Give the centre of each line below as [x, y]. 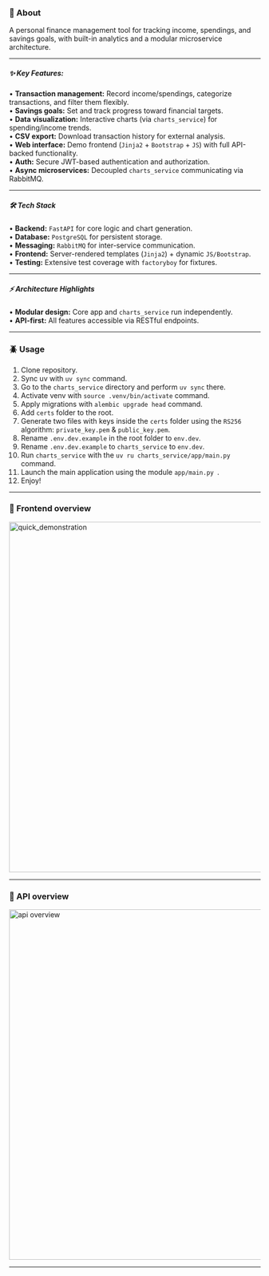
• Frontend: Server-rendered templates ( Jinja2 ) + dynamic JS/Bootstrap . [130, 254]
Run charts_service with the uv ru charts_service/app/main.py [125, 455]
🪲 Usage [27, 349]
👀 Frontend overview [50, 509]
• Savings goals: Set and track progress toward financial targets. [117, 111]
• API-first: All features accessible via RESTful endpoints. [104, 320]
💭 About [25, 13]
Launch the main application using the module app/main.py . [120, 472]
